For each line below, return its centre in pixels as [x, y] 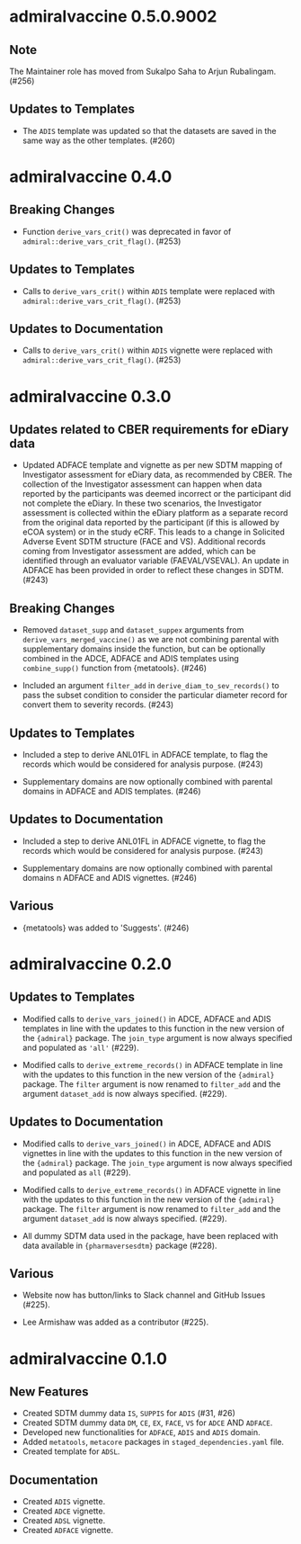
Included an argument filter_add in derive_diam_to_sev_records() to [151, 686]
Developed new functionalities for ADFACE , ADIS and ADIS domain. [141, 1432]
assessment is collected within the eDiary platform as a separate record [155, 513]
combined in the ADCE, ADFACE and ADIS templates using [131, 659]
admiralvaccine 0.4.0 [91, 176]
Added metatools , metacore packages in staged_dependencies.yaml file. [153, 1442]
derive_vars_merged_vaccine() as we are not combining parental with [150, 640]
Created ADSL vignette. [64, 1521]
